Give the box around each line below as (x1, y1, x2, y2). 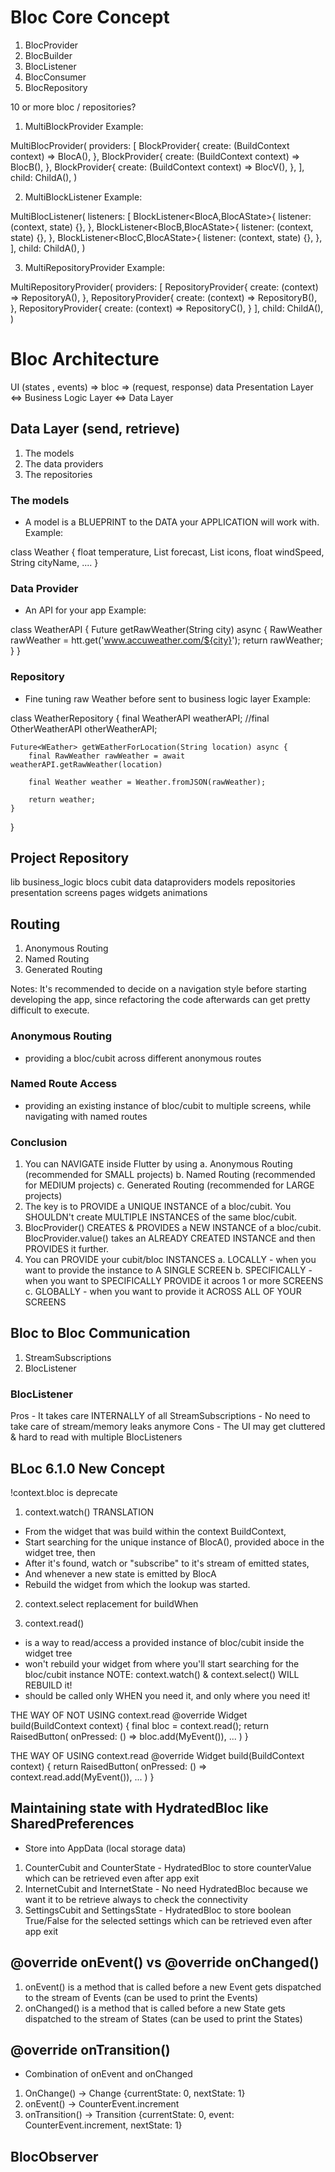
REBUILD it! (24, 1679, 73, 1691)
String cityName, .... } (10, 556, 99, 568)
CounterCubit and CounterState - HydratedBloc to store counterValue (24, 1861, 312, 1873)
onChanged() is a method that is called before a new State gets (24, 2002, 286, 2014)
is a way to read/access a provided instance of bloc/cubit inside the (24, 1637, 305, 1649)
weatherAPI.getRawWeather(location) (10, 759, 163, 770)
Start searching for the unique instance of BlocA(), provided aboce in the (24, 1536, 325, 1548)
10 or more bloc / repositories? (10, 101, 137, 113)
